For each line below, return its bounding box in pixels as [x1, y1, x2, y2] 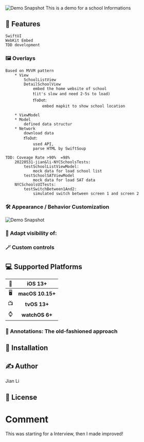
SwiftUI [5, 33, 22, 39]
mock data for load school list [32, 169, 102, 174]
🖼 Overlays [5, 55, 36, 62]
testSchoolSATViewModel [24, 173, 75, 179]
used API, [32, 142, 54, 147]
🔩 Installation [5, 344, 48, 352]
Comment [5, 413, 49, 425]
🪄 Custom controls [5, 244, 55, 251]
